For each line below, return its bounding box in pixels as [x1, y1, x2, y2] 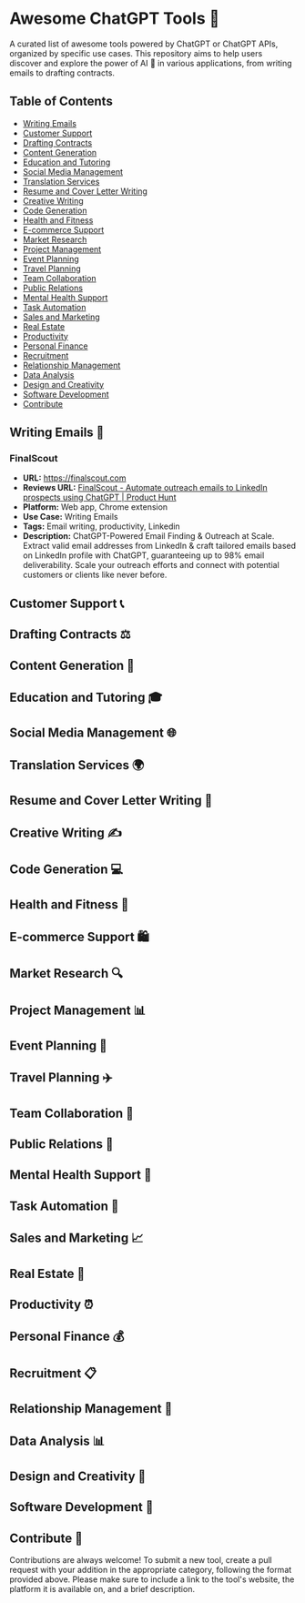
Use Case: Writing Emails [22, 512, 118, 522]
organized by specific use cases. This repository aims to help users [9, 47, 263, 58]
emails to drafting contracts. [9, 67, 116, 78]
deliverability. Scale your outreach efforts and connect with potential [22, 560, 280, 571]
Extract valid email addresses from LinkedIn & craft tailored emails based [22, 541, 297, 552]
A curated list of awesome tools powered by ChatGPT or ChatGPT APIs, [9, 38, 279, 49]
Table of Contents [9, 94, 114, 109]
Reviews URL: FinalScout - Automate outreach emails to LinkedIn [22, 482, 268, 493]
